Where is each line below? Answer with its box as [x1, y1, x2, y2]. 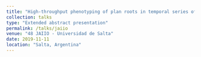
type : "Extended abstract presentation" [6, 20, 109, 26]
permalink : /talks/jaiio [6, 25, 68, 31]
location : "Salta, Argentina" [6, 42, 82, 48]
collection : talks [6, 14, 52, 20]
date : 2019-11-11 [6, 36, 50, 42]
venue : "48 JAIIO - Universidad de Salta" [6, 31, 114, 37]
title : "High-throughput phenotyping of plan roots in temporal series [6, 8, 188, 15]
